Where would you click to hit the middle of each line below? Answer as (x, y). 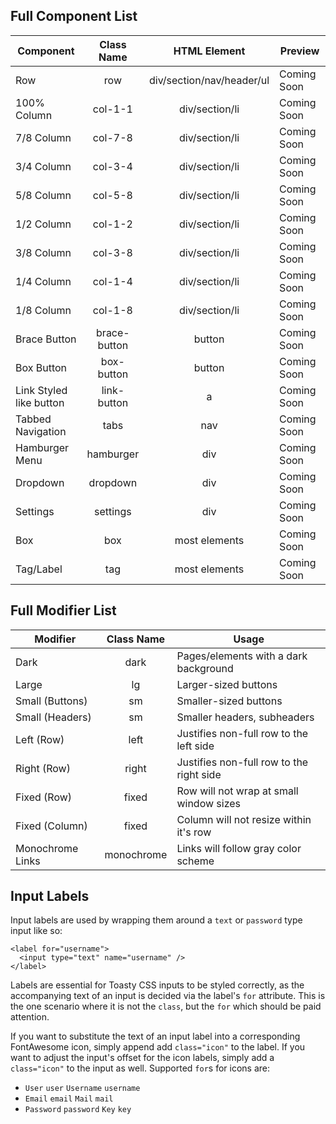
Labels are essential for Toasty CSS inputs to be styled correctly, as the (157, 985)
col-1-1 (112, 109)
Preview (299, 51)
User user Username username (82, 1089)
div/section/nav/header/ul (209, 80)
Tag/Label (39, 569)
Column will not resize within (244, 819)
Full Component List (74, 16)
